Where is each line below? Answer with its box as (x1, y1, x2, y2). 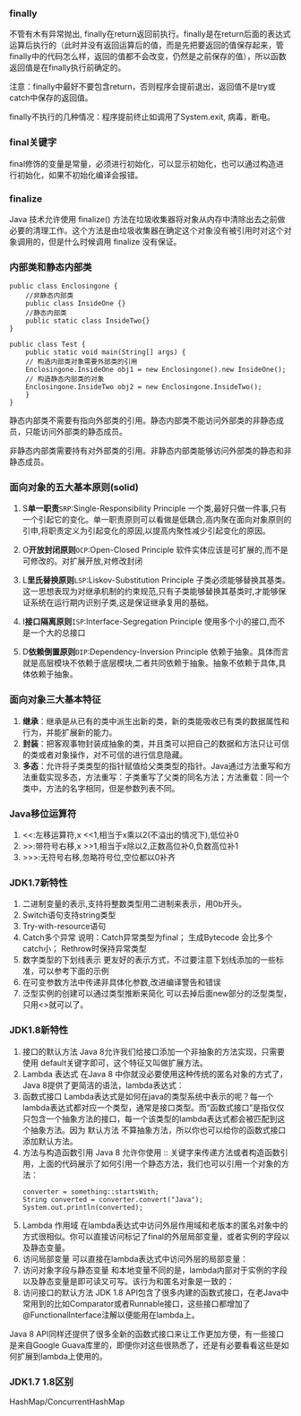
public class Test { (9, 340, 87, 350)
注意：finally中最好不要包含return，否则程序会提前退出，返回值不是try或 (9, 82, 276, 92)
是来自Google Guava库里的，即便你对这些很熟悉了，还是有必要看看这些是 (9, 1339, 282, 1351)
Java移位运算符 (9, 807, 77, 820)
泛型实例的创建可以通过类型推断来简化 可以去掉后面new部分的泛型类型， (21, 989, 292, 999)
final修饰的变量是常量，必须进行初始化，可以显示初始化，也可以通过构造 (9, 158, 277, 168)
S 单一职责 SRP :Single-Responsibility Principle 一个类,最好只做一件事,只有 (21, 503, 287, 514)
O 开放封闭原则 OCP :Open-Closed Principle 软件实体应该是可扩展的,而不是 (21, 545, 288, 556)
